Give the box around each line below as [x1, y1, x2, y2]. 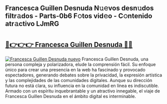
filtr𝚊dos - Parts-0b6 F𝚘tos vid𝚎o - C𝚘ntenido [5, 12, 152, 20]
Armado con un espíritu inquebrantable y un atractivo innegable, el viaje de [5, 88, 160, 94]
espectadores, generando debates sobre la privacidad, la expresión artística [5, 72, 162, 78]
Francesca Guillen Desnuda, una [81, 56, 148, 62]
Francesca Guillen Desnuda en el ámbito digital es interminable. [5, 93, 136, 99]
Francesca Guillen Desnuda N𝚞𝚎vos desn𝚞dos [5, 4, 154, 12]
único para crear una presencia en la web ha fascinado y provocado [5, 67, 146, 72]
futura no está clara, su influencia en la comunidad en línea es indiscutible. [5, 82, 159, 88]
